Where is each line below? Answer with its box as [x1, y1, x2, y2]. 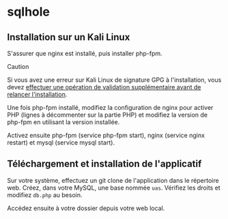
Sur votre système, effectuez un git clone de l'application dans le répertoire [7, 176, 220, 184]
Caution [7, 63, 29, 70]
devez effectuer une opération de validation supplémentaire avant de [7, 83, 201, 91]
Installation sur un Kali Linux [7, 31, 130, 43]
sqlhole [7, 4, 50, 20]
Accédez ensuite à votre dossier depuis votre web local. [7, 204, 165, 212]
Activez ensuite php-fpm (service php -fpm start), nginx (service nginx [7, 131, 205, 139]
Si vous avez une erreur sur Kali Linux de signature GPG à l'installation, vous [7, 76, 222, 84]
